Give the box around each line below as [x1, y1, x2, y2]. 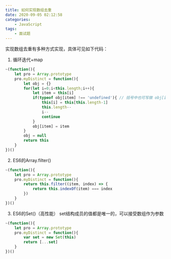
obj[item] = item [32, 123, 70, 129]
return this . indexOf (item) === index [32, 187, 113, 192]
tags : [5, 27, 17, 32]
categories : [5, 17, 31, 22]
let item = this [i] [32, 90, 74, 96]
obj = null [23, 133, 47, 138]
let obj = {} [23, 81, 51, 86]
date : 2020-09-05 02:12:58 [5, 12, 63, 17]
